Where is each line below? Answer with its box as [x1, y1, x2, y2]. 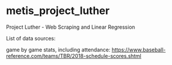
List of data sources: [6, 35, 56, 42]
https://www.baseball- [111, 46, 166, 53]
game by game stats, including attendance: [6, 46, 110, 53]
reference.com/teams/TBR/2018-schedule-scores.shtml [6, 52, 142, 59]
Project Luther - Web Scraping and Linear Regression [6, 23, 136, 30]
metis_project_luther [6, 4, 110, 18]
